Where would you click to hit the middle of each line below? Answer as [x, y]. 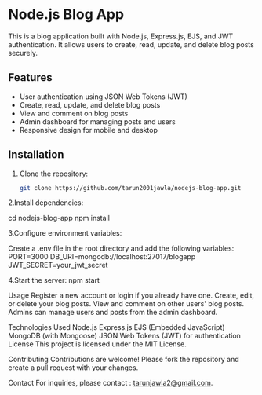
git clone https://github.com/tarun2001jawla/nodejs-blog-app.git [130, 188]
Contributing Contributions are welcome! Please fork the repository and [124, 360]
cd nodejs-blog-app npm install [59, 218]
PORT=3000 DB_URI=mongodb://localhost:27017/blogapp [102, 257]
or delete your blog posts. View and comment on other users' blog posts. [126, 304]
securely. [23, 53]
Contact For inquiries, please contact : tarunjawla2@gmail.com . [111, 383]
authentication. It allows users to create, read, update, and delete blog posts [131, 44]
